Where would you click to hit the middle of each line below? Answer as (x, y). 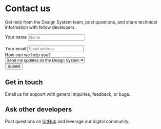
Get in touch (24, 82)
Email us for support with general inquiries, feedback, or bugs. (68, 94)
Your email (16, 48)
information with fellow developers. (40, 27)
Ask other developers (39, 110)
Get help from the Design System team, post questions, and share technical (81, 22)
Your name (16, 37)
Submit (14, 66)
